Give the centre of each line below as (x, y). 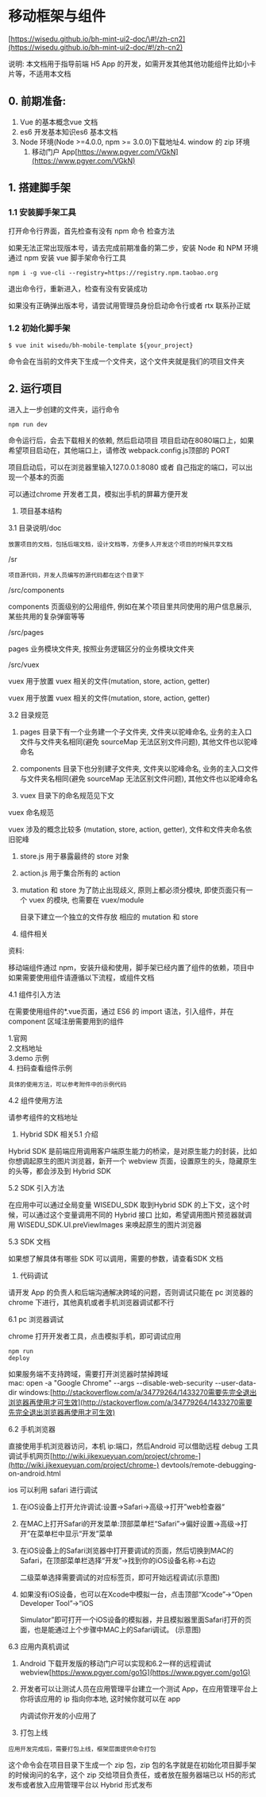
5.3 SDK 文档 (29, 1242)
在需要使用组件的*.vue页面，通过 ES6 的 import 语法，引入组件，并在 (121, 1011)
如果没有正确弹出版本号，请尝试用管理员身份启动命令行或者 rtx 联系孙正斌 (129, 306)
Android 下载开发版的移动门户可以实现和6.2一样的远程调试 (116, 1663)
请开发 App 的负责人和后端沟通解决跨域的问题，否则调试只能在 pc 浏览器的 (131, 1292)
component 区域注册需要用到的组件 (66, 1021)
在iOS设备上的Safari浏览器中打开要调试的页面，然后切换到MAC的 (127, 1550)
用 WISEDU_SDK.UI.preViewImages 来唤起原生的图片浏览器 (105, 1224)
